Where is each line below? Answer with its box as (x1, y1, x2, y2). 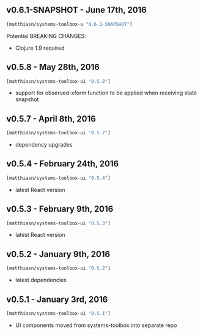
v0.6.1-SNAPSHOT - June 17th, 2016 (6, 5, 147, 15)
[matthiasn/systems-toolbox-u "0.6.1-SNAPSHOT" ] (6, 21, 133, 27)
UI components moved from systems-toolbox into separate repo (15, 322, 177, 329)
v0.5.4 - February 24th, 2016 (6, 159, 119, 169)
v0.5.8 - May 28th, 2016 (6, 62, 100, 72)
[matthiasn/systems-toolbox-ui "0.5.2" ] (6, 265, 111, 272)
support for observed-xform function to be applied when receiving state (15, 89, 197, 97)
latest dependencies (15, 276, 67, 284)
